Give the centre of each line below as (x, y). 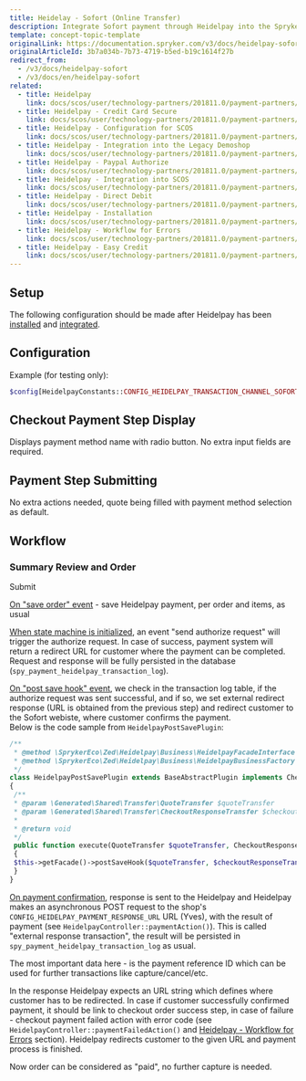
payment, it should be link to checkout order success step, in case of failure (152, 1010)
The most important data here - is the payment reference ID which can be (148, 963)
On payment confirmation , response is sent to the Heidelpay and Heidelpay (151, 897)
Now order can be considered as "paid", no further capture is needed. (141, 1066)
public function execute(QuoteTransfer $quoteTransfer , (122, 845)
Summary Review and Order (73, 567)
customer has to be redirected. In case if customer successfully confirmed (149, 1000)
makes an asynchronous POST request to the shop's (108, 907)
